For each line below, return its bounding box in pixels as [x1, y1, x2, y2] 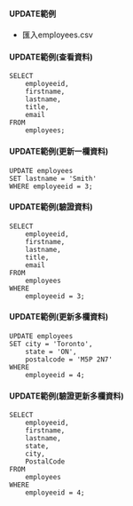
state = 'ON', [25, 347, 77, 357]
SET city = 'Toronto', [9, 340, 93, 349]
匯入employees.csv [21, 29, 93, 40]
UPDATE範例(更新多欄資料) [9, 312, 109, 322]
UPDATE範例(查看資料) [9, 51, 93, 62]
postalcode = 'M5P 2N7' [25, 355, 113, 364]
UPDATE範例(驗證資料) [9, 202, 93, 212]
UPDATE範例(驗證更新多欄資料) [9, 391, 124, 401]
